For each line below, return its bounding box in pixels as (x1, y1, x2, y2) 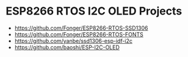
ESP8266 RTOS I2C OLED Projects (5, 4, 183, 18)
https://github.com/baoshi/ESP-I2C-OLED (14, 44, 120, 51)
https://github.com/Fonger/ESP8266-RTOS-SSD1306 (14, 24, 148, 32)
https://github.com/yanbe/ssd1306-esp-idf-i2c (14, 37, 132, 44)
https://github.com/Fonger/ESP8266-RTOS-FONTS (14, 30, 144, 38)
